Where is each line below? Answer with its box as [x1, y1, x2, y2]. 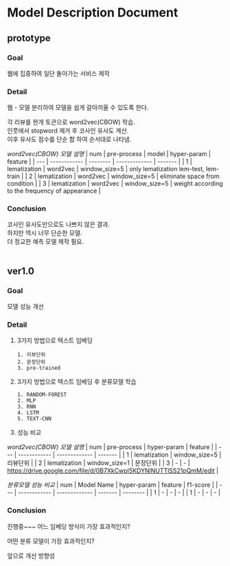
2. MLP [16, 398, 36, 404]
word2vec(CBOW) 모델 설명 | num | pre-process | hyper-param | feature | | [7, 443, 218, 451]
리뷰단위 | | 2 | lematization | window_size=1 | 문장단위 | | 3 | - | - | [7, 459, 190, 467]
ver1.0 [7, 265, 34, 276]
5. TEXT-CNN [16, 415, 51, 422]
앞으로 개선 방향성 [7, 552, 55, 560]
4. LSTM [16, 409, 39, 417]
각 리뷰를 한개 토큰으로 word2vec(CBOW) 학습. [7, 118, 135, 127]
